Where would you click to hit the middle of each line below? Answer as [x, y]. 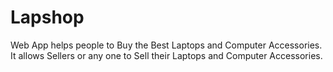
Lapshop [47, 17]
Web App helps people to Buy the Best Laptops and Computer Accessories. [166, 45]
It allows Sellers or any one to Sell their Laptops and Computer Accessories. [166, 55]
